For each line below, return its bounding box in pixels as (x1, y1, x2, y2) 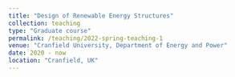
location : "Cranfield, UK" (8, 57, 99, 65)
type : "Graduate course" (8, 26, 91, 34)
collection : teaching (8, 19, 81, 27)
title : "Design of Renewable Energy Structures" (8, 11, 174, 20)
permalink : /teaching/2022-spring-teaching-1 (8, 34, 163, 43)
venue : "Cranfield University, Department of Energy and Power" (8, 42, 228, 50)
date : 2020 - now (8, 49, 67, 57)
